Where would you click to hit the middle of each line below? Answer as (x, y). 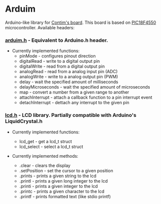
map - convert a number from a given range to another (74, 92)
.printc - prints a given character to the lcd (62, 191)
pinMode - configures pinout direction (57, 56)
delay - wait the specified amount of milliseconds (69, 82)
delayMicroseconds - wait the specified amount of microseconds (85, 87)
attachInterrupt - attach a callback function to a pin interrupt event (86, 97)
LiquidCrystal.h (24, 121)
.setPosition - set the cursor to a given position (66, 170)
